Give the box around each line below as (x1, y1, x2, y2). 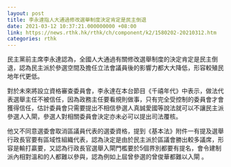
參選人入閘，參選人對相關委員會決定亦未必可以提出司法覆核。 (7, 112, 182, 120)
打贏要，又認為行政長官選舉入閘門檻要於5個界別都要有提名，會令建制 (25, 144, 222, 153)
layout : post (7, 10, 45, 17)
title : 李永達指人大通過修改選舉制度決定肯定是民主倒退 (7, 16, 146, 23)
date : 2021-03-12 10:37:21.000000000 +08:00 (7, 23, 137, 29)
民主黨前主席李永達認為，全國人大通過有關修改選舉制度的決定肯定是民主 (7, 55, 212, 64)
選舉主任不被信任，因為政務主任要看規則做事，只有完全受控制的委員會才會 (12, 95, 224, 103)
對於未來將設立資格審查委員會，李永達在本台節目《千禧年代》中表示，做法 (7, 87, 218, 95)
